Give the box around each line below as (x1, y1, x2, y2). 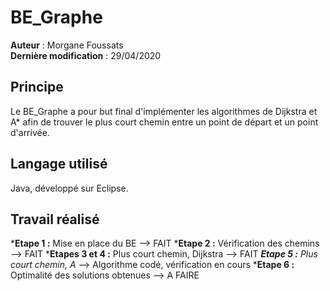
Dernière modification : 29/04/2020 (10, 49, 162, 61)
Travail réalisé (10, 211, 100, 228)
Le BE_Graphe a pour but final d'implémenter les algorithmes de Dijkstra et (10, 105, 318, 117)
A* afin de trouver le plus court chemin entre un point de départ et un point (10, 116, 319, 128)
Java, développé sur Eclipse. (10, 182, 129, 194)
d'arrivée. (10, 126, 50, 138)
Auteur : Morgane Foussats (10, 39, 124, 51)
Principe (10, 79, 64, 96)
